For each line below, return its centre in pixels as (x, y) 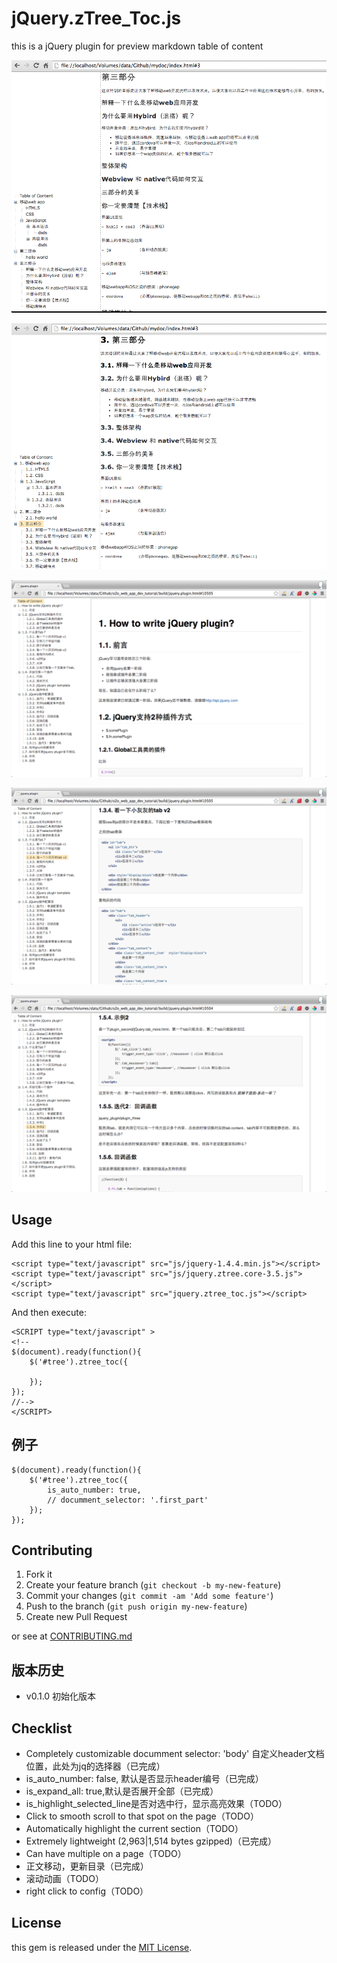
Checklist (42, 1728)
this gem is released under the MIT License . (102, 1947)
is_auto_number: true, (94, 1490)
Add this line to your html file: (72, 1244)
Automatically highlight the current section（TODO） (134, 1829)
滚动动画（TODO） (64, 1879)
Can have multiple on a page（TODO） (106, 1854)
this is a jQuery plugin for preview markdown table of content (137, 46)
